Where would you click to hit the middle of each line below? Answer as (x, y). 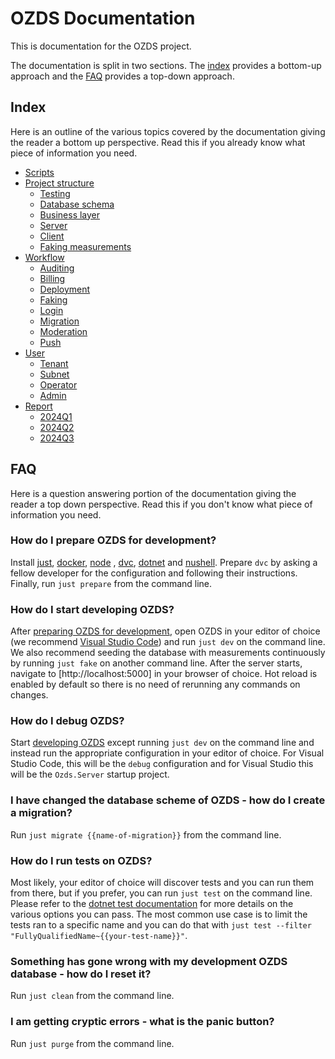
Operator (58, 384)
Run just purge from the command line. (92, 1043)
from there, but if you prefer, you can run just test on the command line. (161, 893)
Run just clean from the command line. (92, 996)
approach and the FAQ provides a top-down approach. (122, 76)
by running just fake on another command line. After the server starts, (156, 663)
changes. (29, 695)
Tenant (54, 363)
